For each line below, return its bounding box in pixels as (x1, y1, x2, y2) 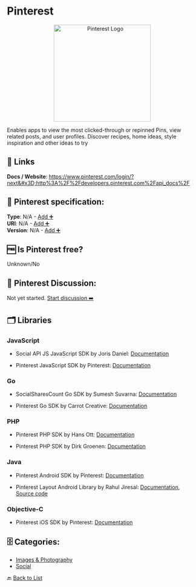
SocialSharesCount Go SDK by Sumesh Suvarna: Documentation (15, 390, 177, 398)
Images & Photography (15, 556, 73, 563)
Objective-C (7, 505, 44, 513)
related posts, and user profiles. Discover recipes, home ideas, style (7, 133, 177, 140)
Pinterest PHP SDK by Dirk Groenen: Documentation (15, 443, 146, 450)
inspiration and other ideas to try (7, 139, 88, 146)
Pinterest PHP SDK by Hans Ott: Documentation (15, 431, 135, 438)
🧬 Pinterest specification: (7, 197, 105, 207)
